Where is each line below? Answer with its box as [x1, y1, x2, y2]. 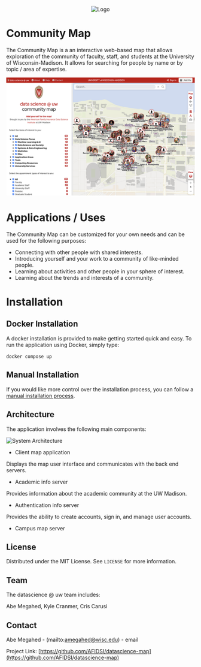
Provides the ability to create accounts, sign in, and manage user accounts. [6, 513, 192, 520]
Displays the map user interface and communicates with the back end [6, 460, 179, 467]
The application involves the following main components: [6, 425, 147, 433]
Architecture [6, 409, 55, 419]
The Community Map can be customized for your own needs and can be [6, 231, 185, 238]
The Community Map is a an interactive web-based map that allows [6, 46, 173, 53]
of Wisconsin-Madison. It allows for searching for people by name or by [6, 59, 184, 66]
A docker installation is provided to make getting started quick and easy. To [6, 334, 192, 342]
